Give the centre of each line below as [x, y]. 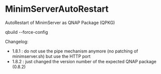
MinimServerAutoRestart [57, 9]
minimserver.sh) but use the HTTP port [51, 56]
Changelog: [17, 41]
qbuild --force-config [27, 32]
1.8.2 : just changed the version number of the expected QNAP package [84, 61]
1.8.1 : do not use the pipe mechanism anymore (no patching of [75, 51]
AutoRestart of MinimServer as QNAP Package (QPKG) [60, 23]
